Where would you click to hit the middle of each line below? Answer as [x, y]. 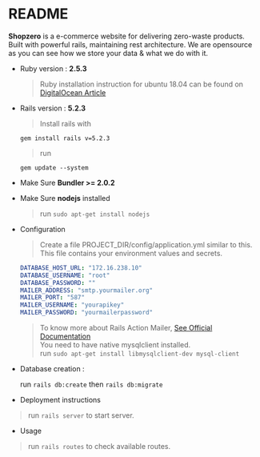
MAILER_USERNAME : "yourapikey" [72, 305]
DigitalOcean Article [73, 92]
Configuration [42, 229]
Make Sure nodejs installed [65, 198]
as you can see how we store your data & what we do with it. [108, 53]
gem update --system [54, 168]
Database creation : [52, 369]
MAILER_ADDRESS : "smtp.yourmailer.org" [86, 290]
